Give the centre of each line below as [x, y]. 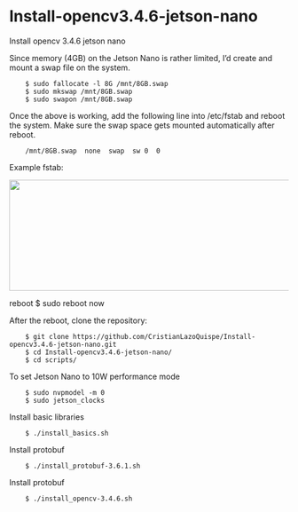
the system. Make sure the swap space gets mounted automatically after [142, 125]
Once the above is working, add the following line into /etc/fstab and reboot [147, 115]
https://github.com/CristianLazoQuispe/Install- [164, 336]
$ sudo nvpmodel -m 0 [65, 392]
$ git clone [47, 336]
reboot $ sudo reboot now [57, 303]
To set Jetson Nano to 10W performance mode [94, 376]
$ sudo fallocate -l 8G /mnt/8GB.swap [97, 83]
